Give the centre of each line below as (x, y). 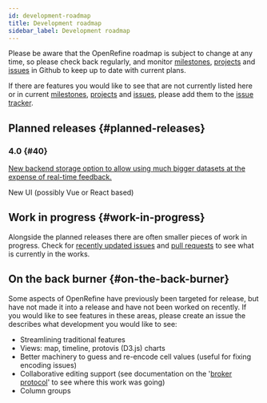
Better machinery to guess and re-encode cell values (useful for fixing (135, 357)
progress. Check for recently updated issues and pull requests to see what (131, 245)
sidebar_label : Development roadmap (69, 30)
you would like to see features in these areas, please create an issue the (127, 315)
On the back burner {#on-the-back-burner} (119, 279)
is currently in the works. (49, 254)
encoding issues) (48, 365)
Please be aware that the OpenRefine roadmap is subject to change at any (131, 54)
